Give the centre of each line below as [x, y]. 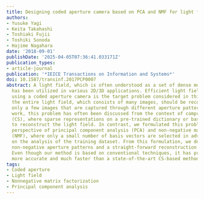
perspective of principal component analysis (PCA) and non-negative [101, 130]
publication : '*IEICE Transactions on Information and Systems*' [90, 74]
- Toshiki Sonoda [28, 40]
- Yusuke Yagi [24, 23]
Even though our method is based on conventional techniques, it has [101, 153]
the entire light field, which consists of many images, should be [99, 102]
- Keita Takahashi [29, 29]
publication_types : [31, 62]
